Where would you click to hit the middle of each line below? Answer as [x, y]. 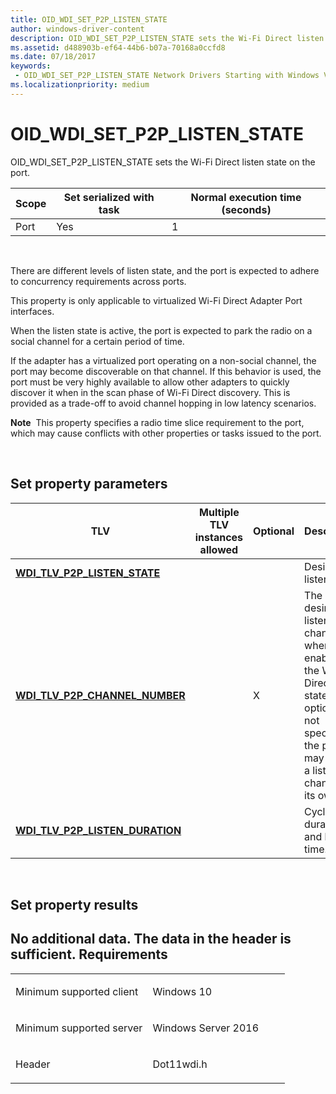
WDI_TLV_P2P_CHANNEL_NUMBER [100, 695]
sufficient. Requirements [89, 954]
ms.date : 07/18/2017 [53, 57]
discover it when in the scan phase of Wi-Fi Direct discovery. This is [150, 392]
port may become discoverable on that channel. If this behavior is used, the [166, 371]
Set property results [74, 904]
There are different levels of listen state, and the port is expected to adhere [165, 270]
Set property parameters [89, 484]
